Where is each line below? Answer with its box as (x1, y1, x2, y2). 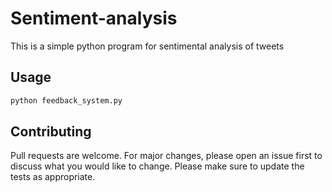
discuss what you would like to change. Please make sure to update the (10, 160, 305, 172)
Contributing (10, 123, 92, 141)
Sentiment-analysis (10, 7, 178, 30)
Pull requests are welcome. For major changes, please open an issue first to (10, 150, 323, 162)
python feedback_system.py (10, 95, 123, 106)
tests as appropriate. (10, 171, 96, 183)
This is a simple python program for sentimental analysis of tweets (10, 40, 285, 52)
